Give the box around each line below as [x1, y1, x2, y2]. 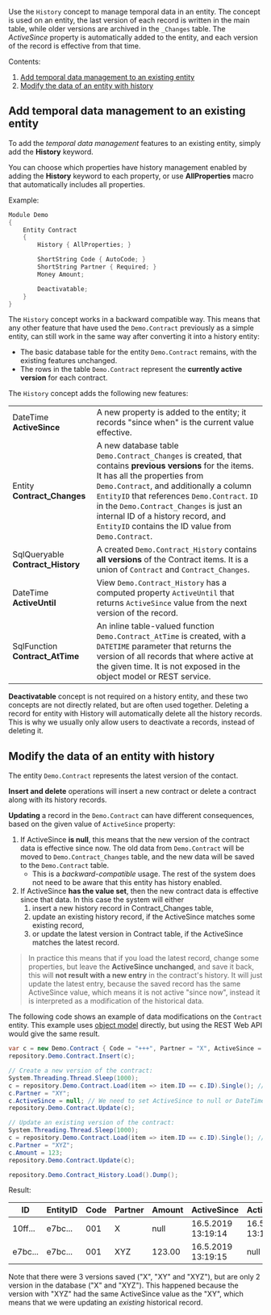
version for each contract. [19, 373, 108, 382]
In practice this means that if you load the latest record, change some [27, 954, 260, 963]
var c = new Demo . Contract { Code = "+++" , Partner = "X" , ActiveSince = [8, 1045, 262, 1053]
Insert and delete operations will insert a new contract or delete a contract [8, 787, 256, 796]
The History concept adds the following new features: [8, 389, 189, 399]
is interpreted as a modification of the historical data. [27, 996, 204, 1006]
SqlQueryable [12, 549, 65, 560]
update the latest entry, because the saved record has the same [27, 979, 241, 989]
